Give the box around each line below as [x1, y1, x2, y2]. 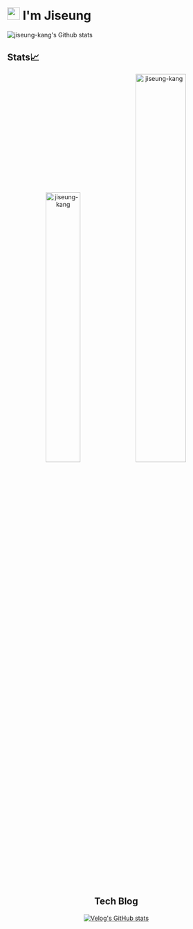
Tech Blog [94, 896, 138, 908]
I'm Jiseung [22, 8, 92, 24]
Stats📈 [7, 52, 40, 64]
